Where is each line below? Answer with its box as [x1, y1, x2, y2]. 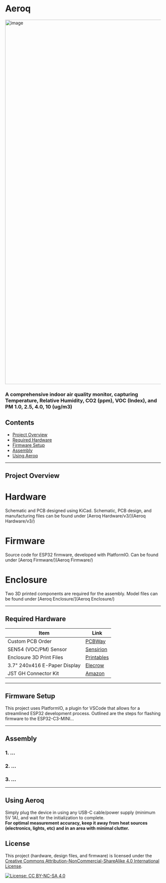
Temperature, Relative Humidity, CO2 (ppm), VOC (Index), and [5, 397, 157, 404]
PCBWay [85, 638, 106, 644]
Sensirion [85, 645, 108, 652]
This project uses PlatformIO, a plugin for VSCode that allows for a [5, 705, 140, 711]
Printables [85, 654, 109, 661]
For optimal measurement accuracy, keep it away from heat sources [5, 820, 148, 826]
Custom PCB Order [7, 638, 52, 644]
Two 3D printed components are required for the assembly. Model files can [5, 591, 158, 597]
